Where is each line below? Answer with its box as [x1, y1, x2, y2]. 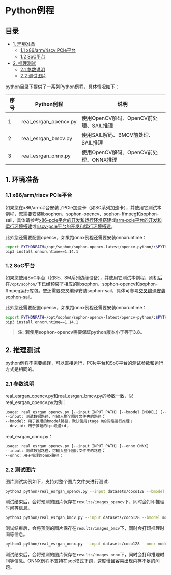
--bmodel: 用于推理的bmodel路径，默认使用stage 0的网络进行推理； [5, 419, 134, 424]
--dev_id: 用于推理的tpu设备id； [5, 423, 70, 429]
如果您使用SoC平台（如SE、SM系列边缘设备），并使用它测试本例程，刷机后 [5, 274, 163, 280]
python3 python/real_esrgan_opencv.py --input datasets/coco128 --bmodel [5, 489, 165, 494]
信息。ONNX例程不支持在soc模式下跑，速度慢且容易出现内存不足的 [14, 558, 156, 564]
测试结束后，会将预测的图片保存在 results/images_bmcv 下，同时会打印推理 [5, 525, 160, 531]
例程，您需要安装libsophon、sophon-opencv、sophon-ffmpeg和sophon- [5, 211, 159, 217]
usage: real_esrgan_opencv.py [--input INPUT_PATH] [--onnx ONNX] [5, 444, 149, 449]
